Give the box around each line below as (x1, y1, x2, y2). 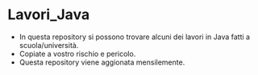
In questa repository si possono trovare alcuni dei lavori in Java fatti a (19, 32, 251, 41)
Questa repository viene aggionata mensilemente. (19, 57, 185, 67)
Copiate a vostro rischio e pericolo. (19, 49, 136, 58)
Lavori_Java (7, 6, 90, 24)
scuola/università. (19, 40, 79, 49)
